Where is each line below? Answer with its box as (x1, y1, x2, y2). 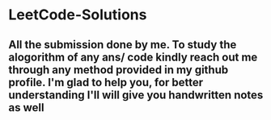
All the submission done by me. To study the (8, 38, 237, 52)
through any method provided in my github (8, 63, 229, 77)
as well (8, 101, 44, 114)
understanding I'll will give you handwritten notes (8, 88, 264, 101)
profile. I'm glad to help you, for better (8, 75, 204, 89)
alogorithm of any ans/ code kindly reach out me (8, 50, 258, 64)
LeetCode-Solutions (8, 6, 147, 24)
